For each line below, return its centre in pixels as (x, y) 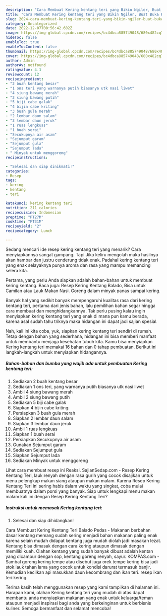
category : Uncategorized (31, 24)
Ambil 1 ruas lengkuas (35, 429)
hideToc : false (21, 38)
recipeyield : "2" (24, 227)
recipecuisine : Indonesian (33, 212)
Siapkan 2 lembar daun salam (43, 418)
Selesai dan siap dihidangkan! (43, 520)
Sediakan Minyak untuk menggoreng (50, 461)
